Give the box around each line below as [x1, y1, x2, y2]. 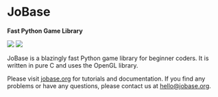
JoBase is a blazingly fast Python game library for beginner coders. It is [7, 54, 209, 62]
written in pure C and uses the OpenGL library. [7, 61, 138, 69]
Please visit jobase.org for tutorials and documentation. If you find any [7, 74, 206, 83]
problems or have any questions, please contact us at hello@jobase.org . [7, 81, 211, 89]
